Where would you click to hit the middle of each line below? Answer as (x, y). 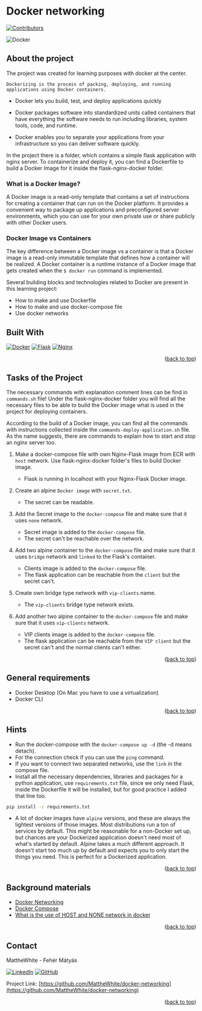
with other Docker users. (37, 223)
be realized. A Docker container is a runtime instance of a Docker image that (101, 264)
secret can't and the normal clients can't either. (83, 647)
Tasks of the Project (45, 378)
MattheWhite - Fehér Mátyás (42, 960)
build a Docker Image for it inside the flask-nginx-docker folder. (85, 168)
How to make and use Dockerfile (55, 301)
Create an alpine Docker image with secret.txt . (73, 490)
